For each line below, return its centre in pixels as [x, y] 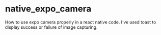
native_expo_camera [48, 9]
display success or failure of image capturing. [51, 27]
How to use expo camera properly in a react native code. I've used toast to [80, 22]
